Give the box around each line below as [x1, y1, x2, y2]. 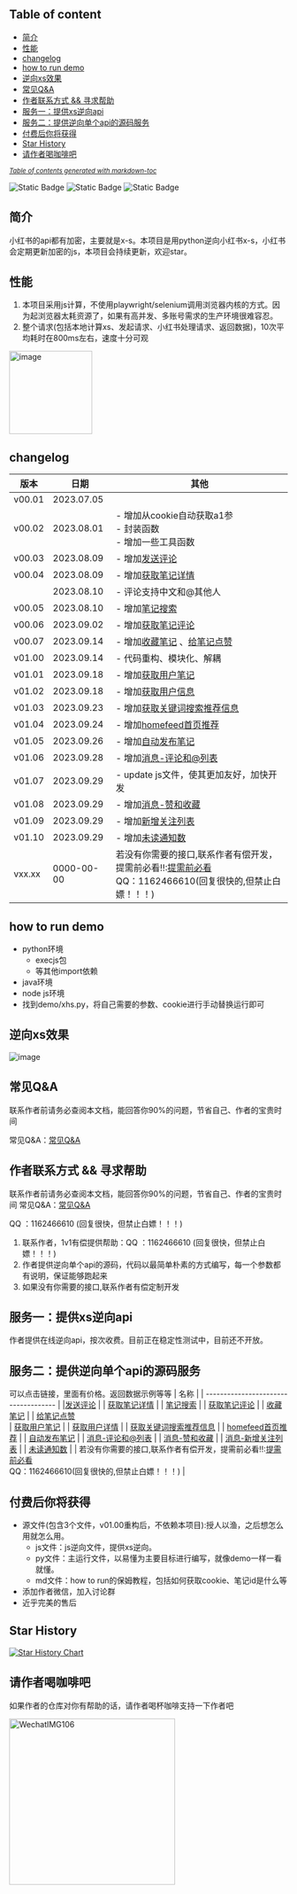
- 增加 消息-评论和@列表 [115, 752, 218, 765]
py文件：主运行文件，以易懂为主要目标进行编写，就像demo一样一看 [34, 1553, 283, 1563]
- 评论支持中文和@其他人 [115, 586, 221, 598]
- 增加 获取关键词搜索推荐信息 [115, 702, 240, 714]
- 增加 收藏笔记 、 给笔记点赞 [115, 635, 232, 648]
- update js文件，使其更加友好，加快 [115, 768, 269, 781]
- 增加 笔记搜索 [115, 603, 178, 615]
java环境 [21, 977, 53, 987]
